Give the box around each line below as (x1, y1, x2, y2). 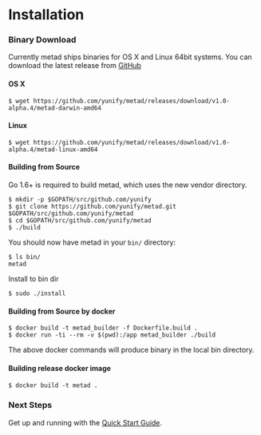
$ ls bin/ (8, 253, 42, 261)
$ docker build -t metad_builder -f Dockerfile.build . (8, 324, 198, 333)
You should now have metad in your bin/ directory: (8, 237, 176, 247)
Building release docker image (8, 363, 112, 373)
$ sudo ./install (8, 289, 66, 297)
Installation (8, 6, 85, 24)
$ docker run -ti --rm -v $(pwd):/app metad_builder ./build (8, 331, 216, 339)
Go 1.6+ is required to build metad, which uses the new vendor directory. (8, 180, 247, 190)
